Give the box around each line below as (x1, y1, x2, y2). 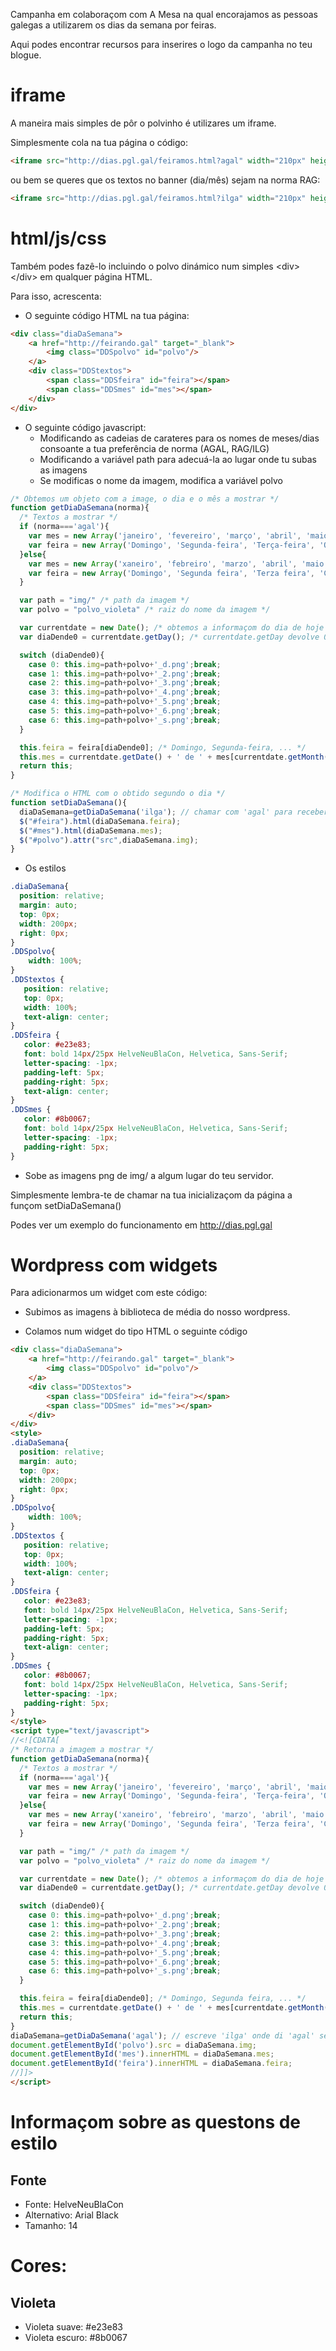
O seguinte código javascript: (24, 421, 147, 433)
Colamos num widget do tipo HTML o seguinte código (24, 1325, 248, 1338)
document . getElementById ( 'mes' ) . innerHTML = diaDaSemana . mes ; (10, 2049, 275, 2059)
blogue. (10, 49, 42, 61)
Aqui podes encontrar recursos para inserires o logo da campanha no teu (10, 39, 313, 50)
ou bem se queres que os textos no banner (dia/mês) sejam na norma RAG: (10, 174, 321, 186)
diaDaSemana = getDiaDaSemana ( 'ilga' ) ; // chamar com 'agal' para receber (19, 807, 329, 817)
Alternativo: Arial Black (24, 2209, 119, 2221)
